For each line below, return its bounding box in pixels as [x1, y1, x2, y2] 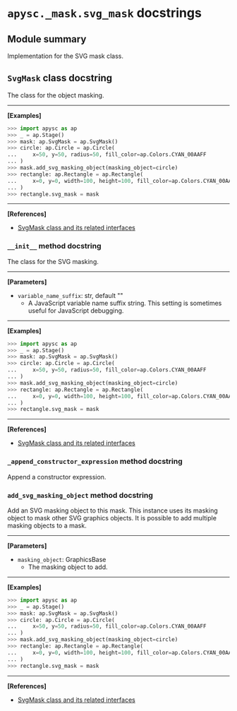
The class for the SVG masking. [7, 257, 99, 265]
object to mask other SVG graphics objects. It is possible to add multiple [7, 513, 217, 522]
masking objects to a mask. [7, 521, 87, 530]
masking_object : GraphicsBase [17, 555, 107, 563]
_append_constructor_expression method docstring [7, 457, 183, 467]
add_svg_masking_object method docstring [7, 490, 153, 500]
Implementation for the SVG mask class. [7, 52, 124, 60]
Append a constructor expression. [7, 472, 107, 481]
